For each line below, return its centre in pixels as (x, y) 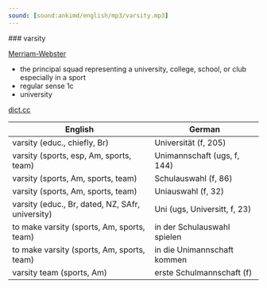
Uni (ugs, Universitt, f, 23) (203, 209)
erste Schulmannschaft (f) (203, 272)
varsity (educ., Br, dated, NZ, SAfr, (76, 204)
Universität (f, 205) (190, 142)
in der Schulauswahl (192, 227)
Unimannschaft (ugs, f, (197, 156)
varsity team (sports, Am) (60, 272)
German (205, 129)
